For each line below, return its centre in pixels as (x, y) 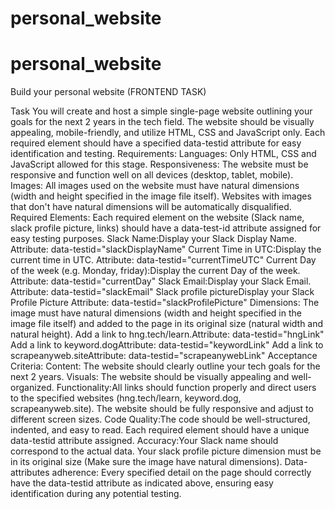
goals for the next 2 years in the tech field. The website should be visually (162, 122)
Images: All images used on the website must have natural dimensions (155, 186)
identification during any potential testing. (96, 494)
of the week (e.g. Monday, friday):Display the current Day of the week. (155, 271)
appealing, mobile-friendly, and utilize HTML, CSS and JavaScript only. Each (168, 133)
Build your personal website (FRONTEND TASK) (108, 92)
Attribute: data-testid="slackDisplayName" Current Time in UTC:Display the (166, 249)
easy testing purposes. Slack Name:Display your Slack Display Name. (153, 239)
